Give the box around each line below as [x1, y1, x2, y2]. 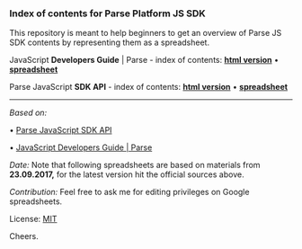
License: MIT [9, 214, 58, 225]
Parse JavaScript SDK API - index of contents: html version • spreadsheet [9, 82, 289, 93]
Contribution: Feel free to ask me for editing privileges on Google [9, 187, 250, 198]
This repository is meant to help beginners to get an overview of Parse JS [9, 28, 282, 39]
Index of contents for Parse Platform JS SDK [9, 7, 207, 20]
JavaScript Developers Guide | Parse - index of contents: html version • [9, 55, 280, 66]
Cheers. [9, 231, 39, 242]
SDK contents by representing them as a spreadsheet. [9, 37, 209, 48]
